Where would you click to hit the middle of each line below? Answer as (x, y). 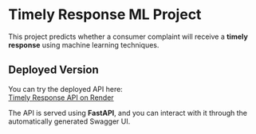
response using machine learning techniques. (84, 44)
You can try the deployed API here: (66, 89)
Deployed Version (53, 70)
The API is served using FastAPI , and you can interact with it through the (128, 113)
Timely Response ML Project (105, 15)
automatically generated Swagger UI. (69, 121)
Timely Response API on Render (61, 98)
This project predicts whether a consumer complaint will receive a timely (128, 36)
